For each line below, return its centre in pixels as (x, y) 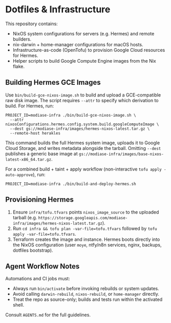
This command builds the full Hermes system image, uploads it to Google (83, 143)
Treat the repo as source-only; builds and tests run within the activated (88, 299)
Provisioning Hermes (40, 199)
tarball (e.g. (25, 217)
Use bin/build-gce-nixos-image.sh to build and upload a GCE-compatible (83, 95)
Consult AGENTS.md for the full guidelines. (48, 315)
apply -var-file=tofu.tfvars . (45, 234)
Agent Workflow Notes (42, 266)
